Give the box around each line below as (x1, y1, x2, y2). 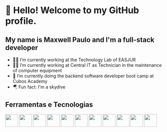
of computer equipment (12, 68, 62, 73)
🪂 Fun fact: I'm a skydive (12, 84, 66, 90)
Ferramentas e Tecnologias (5, 101, 94, 109)
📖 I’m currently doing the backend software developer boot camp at (12, 73, 154, 79)
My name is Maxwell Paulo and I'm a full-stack (5, 35, 154, 44)
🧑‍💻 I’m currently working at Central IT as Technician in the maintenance (12, 62, 162, 68)
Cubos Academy (12, 78, 48, 84)
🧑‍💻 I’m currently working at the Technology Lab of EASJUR (12, 57, 136, 63)
